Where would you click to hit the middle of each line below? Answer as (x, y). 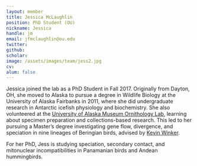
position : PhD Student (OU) (41, 22)
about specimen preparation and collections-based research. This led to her (99, 120)
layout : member (25, 12)
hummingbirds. (25, 157)
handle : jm (20, 34)
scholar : (17, 56)
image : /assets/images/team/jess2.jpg (54, 61)
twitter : (17, 45)
